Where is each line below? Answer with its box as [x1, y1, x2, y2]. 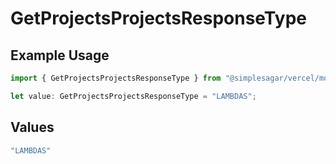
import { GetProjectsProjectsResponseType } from [10, 73, 222, 83]
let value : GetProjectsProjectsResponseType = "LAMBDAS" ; [10, 91, 257, 101]
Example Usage [10, 47, 110, 64]
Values [10, 119, 55, 136]
